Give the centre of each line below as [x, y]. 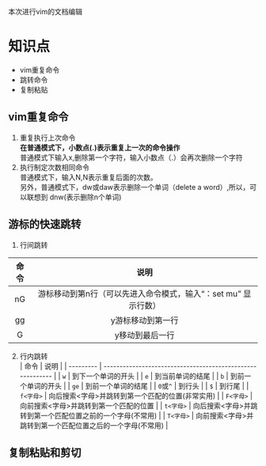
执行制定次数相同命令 [54, 167]
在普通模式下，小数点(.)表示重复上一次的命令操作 [100, 147]
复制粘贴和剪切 [45, 452]
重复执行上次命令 [47, 138]
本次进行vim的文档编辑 [46, 11]
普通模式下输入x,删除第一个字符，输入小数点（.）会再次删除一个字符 [131, 157]
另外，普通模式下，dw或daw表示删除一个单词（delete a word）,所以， [135, 187]
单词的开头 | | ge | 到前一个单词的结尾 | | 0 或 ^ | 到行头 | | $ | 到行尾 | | [138, 385]
